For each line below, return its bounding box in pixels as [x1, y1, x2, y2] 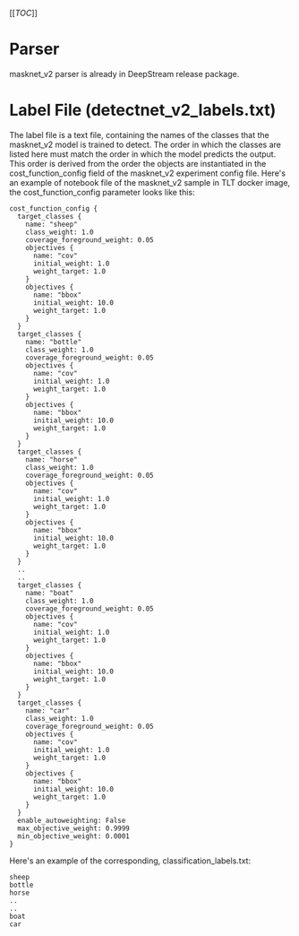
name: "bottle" [25, 337, 82, 346]
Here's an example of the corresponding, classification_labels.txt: [9, 855, 252, 866]
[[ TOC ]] [9, 8, 38, 18]
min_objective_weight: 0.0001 [17, 831, 130, 841]
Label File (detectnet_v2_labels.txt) [9, 100, 277, 120]
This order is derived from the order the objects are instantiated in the [9, 158, 267, 169]
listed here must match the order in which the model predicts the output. [9, 148, 277, 160]
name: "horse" [25, 455, 78, 464]
